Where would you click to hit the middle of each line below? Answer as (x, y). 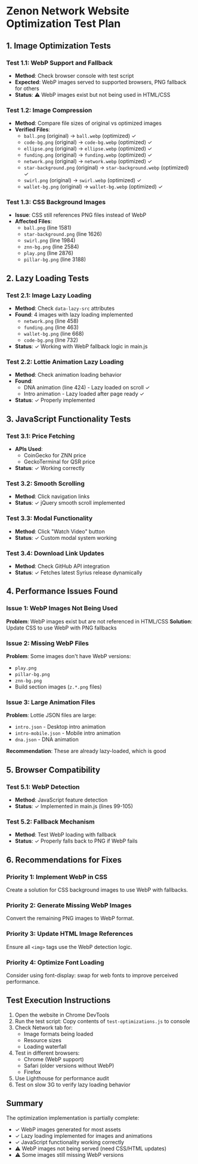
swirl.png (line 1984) (49, 241)
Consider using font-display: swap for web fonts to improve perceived (92, 975)
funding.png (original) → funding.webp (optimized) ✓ (88, 155)
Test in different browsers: (47, 1053)
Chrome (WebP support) (54, 1059)
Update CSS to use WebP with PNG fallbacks (62, 628)
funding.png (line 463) (51, 327)
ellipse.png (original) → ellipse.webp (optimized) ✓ (88, 149)
